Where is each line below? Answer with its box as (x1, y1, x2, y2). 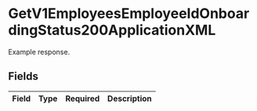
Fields (8, 70, 39, 83)
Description (107, 93, 153, 104)
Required (65, 93, 100, 104)
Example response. (8, 47, 71, 56)
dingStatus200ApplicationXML (8, 21, 216, 39)
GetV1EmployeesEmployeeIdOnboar (8, 5, 250, 23)
